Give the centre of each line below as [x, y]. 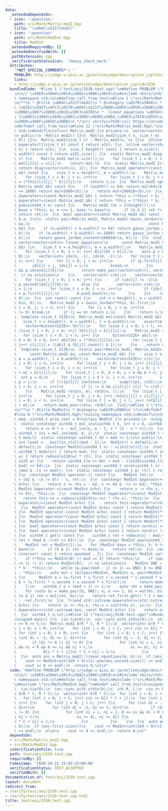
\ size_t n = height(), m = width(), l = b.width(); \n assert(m [88, 321]
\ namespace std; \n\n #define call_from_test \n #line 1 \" [75, 98]
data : [11, 10]
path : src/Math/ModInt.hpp [42, 38]
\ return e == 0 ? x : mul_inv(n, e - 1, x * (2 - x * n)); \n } [87, 428]
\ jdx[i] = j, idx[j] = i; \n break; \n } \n [84, 266]
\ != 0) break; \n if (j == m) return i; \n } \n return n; [87, 312]
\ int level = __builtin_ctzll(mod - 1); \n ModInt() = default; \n [86, 443]
